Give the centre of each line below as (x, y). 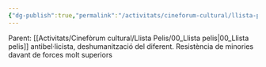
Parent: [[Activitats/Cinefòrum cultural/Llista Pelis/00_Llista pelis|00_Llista (129, 38)
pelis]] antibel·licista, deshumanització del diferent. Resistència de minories (131, 46)
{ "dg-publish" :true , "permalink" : (63, 15)
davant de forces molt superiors (61, 54)
